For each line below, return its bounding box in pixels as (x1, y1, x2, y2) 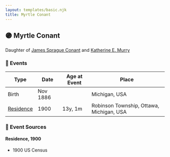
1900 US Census (12, 147, 48, 153)
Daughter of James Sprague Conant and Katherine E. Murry (5, 47, 130, 53)
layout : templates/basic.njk (5, 7, 67, 13)
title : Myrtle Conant (5, 12, 51, 17)
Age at (66, 72, 82, 80)
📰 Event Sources (5, 123, 47, 130)
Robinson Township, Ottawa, (91, 102, 159, 109)
